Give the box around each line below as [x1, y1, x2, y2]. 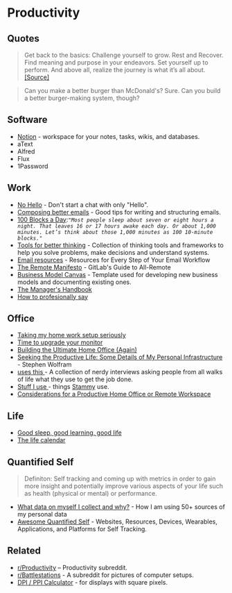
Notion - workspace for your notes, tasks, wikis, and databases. [17, 132, 200, 140]
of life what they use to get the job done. [17, 375, 134, 383]
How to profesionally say [17, 292, 89, 301]
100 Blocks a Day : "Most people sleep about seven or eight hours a [17, 215, 214, 224]
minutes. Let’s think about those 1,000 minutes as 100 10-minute [17, 228, 213, 235]
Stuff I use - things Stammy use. [17, 383, 109, 391]
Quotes [7, 33, 40, 44]
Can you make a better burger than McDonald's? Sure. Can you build [24, 87, 221, 94]
